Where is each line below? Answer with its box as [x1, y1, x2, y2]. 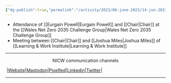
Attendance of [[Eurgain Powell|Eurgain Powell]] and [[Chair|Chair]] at [12, 21, 160, 27]
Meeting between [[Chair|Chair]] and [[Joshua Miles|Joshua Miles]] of [12, 37, 161, 44]
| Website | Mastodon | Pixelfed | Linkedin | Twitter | [6, 67, 103, 73]
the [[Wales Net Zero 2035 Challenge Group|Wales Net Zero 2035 [12, 26, 151, 33]
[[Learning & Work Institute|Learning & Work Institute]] [12, 43, 127, 49]
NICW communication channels [52, 57, 119, 63]
